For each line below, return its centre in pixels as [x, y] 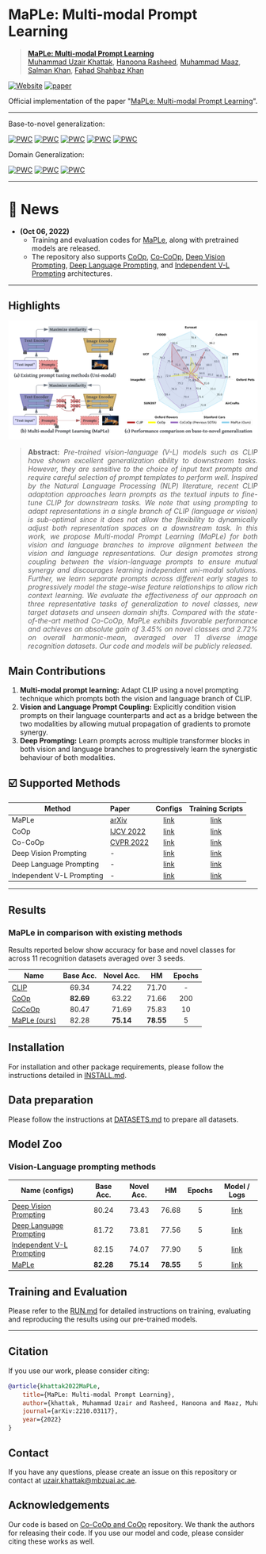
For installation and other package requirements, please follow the [116, 1067]
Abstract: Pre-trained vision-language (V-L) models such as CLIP [142, 452]
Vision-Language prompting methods [82, 1166]
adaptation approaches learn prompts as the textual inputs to [133, 494]
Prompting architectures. [72, 273]
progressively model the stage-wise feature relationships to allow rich [142, 587]
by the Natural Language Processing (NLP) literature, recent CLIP [142, 486]
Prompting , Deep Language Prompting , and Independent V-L [131, 265]
